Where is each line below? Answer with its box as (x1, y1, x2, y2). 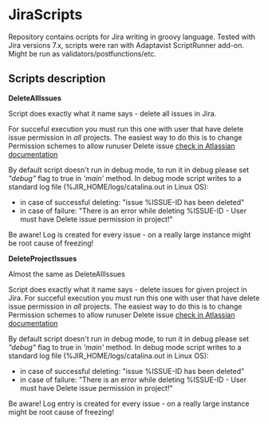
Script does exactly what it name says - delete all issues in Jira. (8, 108, 217, 118)
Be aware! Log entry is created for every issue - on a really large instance (8, 399, 250, 408)
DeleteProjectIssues (8, 254, 77, 263)
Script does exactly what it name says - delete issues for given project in (8, 285, 247, 294)
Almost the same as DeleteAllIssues (8, 269, 126, 278)
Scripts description (8, 72, 106, 85)
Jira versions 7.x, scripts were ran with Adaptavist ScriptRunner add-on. (8, 40, 245, 49)
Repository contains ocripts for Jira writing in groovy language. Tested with (8, 32, 256, 41)
